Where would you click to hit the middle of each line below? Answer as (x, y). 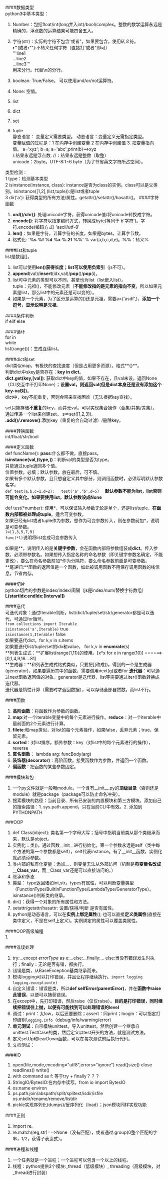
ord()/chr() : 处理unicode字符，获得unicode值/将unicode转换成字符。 (83, 214)
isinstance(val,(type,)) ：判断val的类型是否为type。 (58, 460)
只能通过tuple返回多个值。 (32, 466)
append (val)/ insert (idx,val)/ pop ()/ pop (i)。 (56, 274)
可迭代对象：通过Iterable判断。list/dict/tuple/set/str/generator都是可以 (77, 613)
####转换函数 (19, 431)
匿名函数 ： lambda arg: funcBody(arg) (52, 754)
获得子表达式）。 (48, 1139)
